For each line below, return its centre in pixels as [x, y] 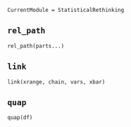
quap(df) [20, 118]
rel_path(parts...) [36, 46]
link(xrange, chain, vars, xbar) [56, 82]
